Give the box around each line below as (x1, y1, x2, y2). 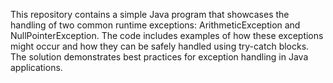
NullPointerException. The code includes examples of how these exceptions (10, 30, 324, 41)
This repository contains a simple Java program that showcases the (10, 9, 290, 20)
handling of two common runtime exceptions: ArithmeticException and (10, 19, 301, 31)
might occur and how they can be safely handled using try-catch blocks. (10, 40, 310, 52)
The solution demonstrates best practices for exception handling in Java (10, 51, 309, 63)
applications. (10, 62, 63, 73)
